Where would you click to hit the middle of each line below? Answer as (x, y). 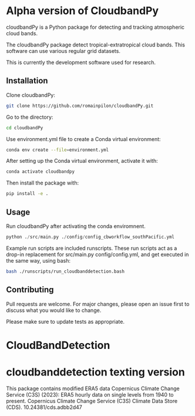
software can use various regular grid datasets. (63, 51)
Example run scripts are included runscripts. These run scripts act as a (92, 248)
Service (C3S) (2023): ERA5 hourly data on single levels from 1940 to (90, 394)
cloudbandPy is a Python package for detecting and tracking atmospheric (95, 27)
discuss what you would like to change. (54, 310)
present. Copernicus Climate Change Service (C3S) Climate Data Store (92, 401)
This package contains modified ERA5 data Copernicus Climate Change (93, 388)
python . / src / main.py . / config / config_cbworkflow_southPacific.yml (90, 237)
